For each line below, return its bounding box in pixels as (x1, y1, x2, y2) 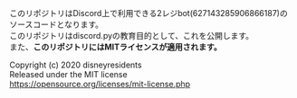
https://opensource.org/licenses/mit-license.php (9, 79, 191, 89)
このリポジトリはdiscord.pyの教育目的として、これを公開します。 (9, 31, 254, 40)
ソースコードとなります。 (9, 19, 104, 30)
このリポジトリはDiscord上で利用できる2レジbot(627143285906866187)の (9, 8, 288, 18)
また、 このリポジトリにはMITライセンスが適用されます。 (9, 41, 222, 52)
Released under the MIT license (9, 69, 129, 79)
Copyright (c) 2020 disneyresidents (9, 59, 142, 70)
